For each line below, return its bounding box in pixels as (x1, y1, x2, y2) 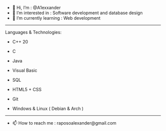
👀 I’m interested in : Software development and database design (12, 10, 143, 16)
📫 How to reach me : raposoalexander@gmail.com (12, 120, 117, 126)
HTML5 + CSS (12, 87, 42, 92)
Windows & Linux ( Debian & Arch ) (12, 106, 84, 111)
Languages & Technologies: (5, 30, 62, 35)
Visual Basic (12, 67, 38, 73)
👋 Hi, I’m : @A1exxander (12, 5, 61, 10)
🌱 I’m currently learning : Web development (12, 15, 101, 21)
